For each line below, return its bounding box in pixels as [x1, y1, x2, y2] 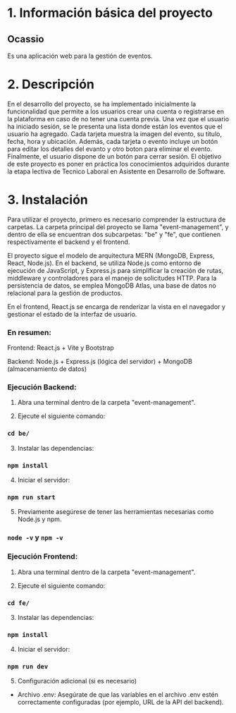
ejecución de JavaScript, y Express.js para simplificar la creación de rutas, [7, 266, 224, 274]
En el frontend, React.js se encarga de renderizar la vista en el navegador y [7, 302, 225, 311]
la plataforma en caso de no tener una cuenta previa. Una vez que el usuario [7, 114, 230, 123]
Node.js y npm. [17, 515, 62, 523]
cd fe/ [7, 599, 30, 607]
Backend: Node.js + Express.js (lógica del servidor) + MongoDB [7, 358, 192, 366]
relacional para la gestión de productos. [7, 288, 123, 297]
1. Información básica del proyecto [7, 5, 213, 21]
